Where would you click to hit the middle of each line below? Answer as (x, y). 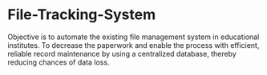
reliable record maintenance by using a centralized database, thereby (122, 53)
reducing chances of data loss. (59, 62)
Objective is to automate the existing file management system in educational (133, 37)
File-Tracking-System (82, 15)
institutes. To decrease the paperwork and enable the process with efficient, (133, 45)
